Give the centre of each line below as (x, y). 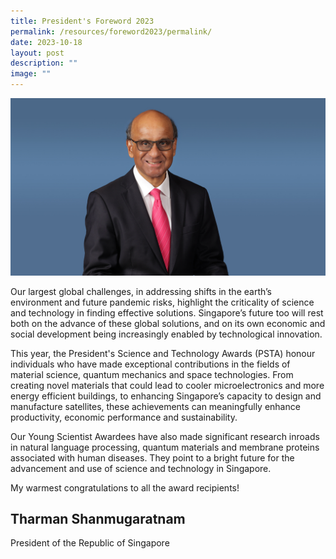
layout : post (37, 53)
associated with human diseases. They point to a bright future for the (152, 457)
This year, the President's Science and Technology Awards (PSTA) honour (163, 353)
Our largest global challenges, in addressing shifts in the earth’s (141, 291)
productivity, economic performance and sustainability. (124, 417)
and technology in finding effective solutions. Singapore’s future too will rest (167, 312)
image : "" (31, 74)
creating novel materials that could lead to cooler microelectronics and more (167, 385)
